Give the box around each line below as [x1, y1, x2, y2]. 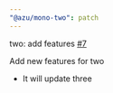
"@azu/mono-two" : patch [9, 13, 99, 23]
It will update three [22, 73, 92, 84]
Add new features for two [9, 55, 105, 66]
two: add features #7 [9, 38, 88, 49]
